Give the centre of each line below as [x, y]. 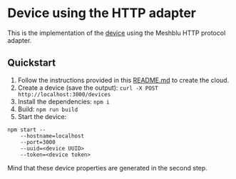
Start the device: [42, 116]
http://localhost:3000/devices [64, 94]
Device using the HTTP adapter [102, 13]
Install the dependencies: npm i [63, 101]
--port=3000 [38, 142]
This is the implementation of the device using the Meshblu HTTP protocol [117, 33]
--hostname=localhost [52, 136]
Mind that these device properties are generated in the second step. [108, 168]
